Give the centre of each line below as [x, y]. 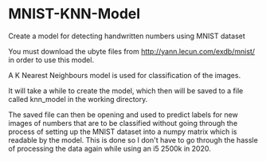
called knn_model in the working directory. [78, 99]
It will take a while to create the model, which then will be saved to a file [126, 90]
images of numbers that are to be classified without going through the [123, 123]
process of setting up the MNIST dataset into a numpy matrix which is [123, 132]
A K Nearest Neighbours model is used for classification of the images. [125, 75]
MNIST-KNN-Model [74, 14]
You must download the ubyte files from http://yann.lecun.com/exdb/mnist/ [132, 51]
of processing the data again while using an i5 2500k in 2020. [110, 148]
